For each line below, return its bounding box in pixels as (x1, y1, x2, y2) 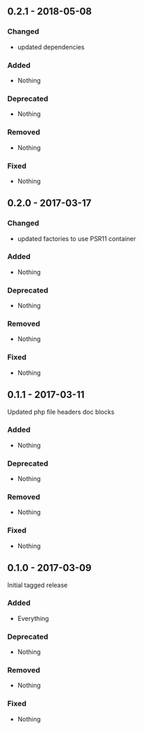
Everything (17, 614, 49, 622)
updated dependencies (17, 42, 85, 51)
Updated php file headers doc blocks (7, 407, 115, 416)
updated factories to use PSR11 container (17, 234, 137, 243)
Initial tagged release (7, 580, 68, 589)
